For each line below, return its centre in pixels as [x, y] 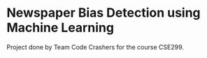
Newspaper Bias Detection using [103, 13]
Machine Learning [60, 28]
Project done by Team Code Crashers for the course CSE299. [95, 47]
